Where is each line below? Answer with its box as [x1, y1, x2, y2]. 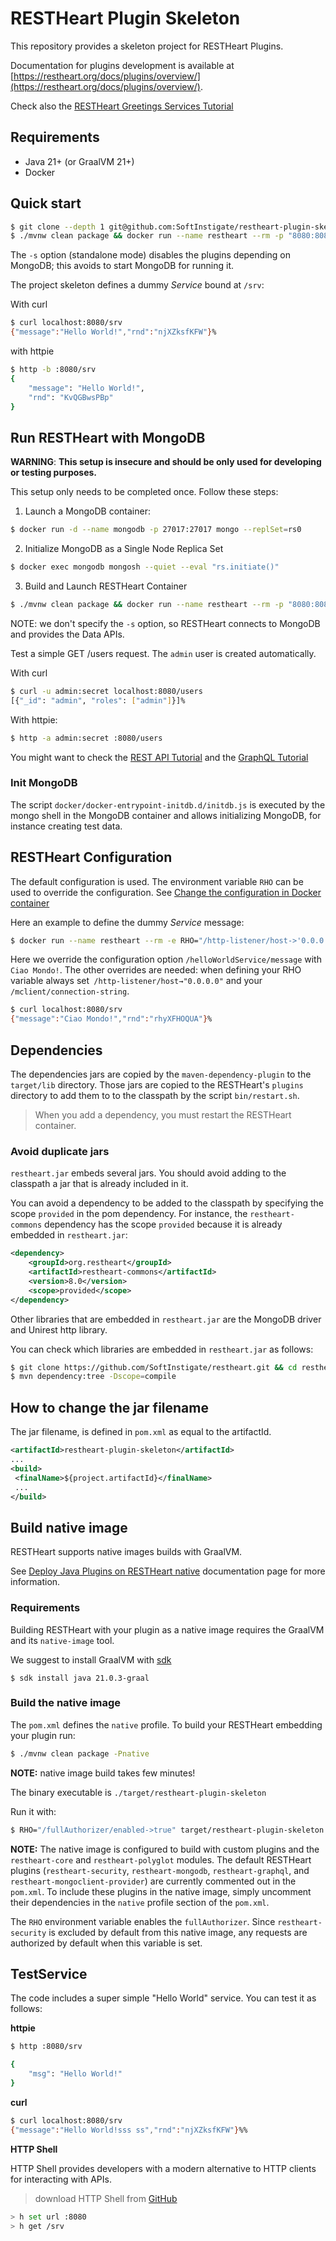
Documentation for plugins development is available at [10, 59, 235, 71]
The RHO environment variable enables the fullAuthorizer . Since [10, 1915, 276, 1927]
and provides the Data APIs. [10, 628, 125, 640]
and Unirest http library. [10, 1323, 108, 1336]
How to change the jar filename [10, 1399, 209, 1416]
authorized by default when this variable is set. [10, 1937, 203, 1949]
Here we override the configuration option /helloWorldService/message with [10, 953, 322, 966]
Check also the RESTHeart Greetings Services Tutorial [10, 100, 234, 112]
